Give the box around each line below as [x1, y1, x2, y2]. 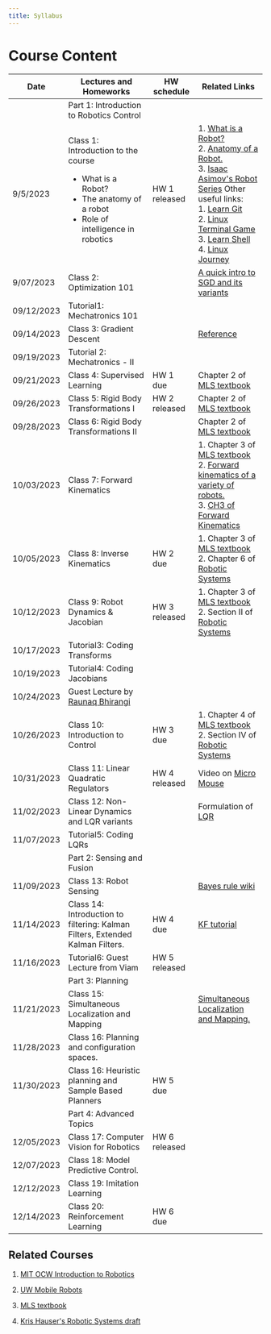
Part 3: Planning [68, 975, 129, 986]
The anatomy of [81, 193, 142, 204]
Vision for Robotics [68, 1141, 140, 1153]
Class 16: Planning [68, 1031, 140, 1042]
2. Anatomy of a [198, 143, 259, 154]
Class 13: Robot [68, 875, 129, 887]
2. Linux [198, 213, 228, 224]
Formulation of [198, 800, 254, 812]
